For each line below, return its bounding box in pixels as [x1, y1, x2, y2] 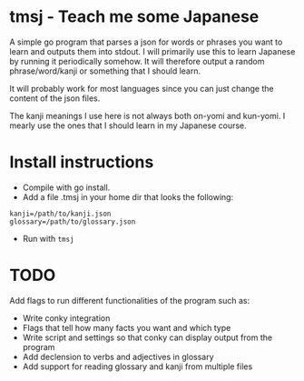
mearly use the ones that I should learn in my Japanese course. [9, 120, 247, 131]
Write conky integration [22, 312, 111, 324]
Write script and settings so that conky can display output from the [22, 332, 273, 343]
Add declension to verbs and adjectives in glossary [22, 351, 215, 362]
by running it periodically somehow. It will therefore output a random [9, 55, 265, 66]
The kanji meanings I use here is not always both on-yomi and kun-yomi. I [9, 110, 286, 121]
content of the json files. [9, 93, 101, 104]
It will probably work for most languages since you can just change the [9, 83, 274, 94]
